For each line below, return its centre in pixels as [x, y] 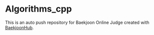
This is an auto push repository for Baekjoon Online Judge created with [77, 22]
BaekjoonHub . [19, 27]
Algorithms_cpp [39, 9]
